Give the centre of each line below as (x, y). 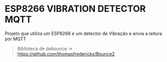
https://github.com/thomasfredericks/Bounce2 (66, 54)
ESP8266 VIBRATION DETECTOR (75, 9)
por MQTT (15, 39)
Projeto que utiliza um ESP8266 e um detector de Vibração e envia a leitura (83, 33)
